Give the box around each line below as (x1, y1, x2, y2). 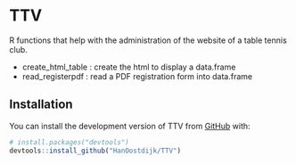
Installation (9, 97, 73, 112)
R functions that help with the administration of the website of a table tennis (9, 35, 287, 45)
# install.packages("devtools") (9, 137, 129, 147)
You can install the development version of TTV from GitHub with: (9, 120, 251, 131)
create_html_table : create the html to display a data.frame (21, 61, 236, 72)
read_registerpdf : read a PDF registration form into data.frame (21, 70, 252, 81)
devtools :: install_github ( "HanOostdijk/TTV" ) (9, 146, 181, 155)
